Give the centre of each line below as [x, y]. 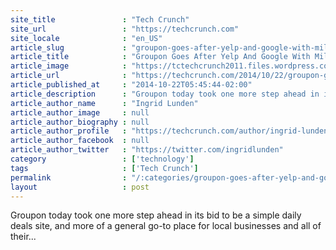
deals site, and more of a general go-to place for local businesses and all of [166, 226]
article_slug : [69, 47]
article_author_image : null [80, 112]
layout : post [80, 187]
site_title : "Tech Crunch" [100, 19]
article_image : [69, 66]
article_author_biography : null [80, 122]
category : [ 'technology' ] [102, 159]
